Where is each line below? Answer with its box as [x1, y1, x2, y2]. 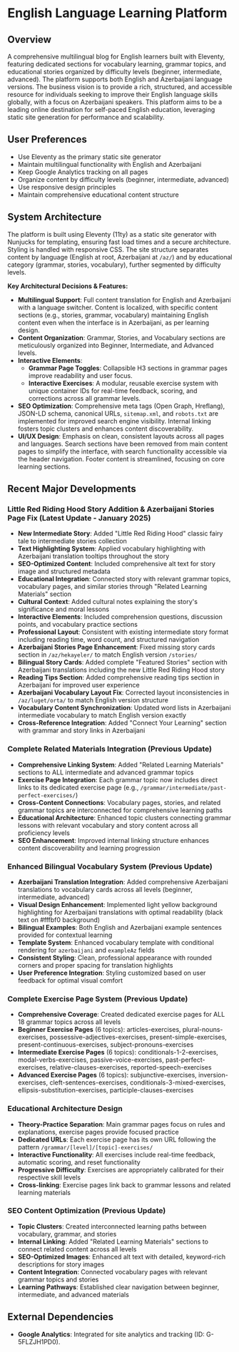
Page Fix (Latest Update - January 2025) [7, 513, 151, 523]
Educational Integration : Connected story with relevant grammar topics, [17, 575, 231, 583]
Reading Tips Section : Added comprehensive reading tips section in [17, 673, 220, 682]
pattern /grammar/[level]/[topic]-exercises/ [17, 1142, 153, 1151]
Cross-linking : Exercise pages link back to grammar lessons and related [17, 1180, 231, 1189]
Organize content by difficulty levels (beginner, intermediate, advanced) [17, 175, 230, 183]
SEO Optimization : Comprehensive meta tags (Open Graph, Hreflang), [17, 401, 225, 410]
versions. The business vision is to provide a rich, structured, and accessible [7, 83, 233, 91]
